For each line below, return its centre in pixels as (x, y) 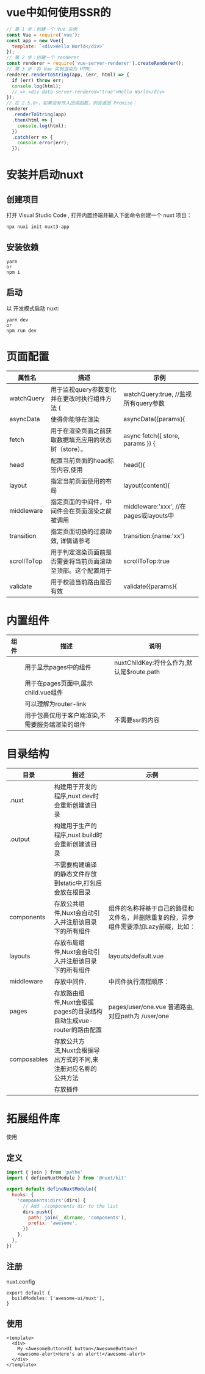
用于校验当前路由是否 (81, 582)
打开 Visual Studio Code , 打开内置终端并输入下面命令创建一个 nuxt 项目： (99, 215)
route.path (145, 672)
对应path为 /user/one (139, 1016)
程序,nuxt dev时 (77, 796)
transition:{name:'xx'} (154, 535)
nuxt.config (21, 1282)
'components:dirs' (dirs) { (52, 1200)
